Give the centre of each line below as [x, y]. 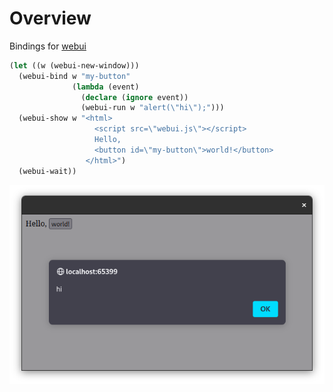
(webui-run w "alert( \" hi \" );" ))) [152, 108]
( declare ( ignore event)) [134, 97]
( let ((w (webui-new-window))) [74, 65]
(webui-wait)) [47, 171]
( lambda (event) [106, 87]
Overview [50, 18]
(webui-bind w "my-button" [74, 76]
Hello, [108, 140]
